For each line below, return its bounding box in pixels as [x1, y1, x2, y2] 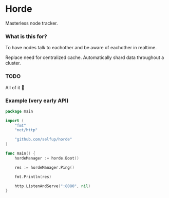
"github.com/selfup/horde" [14, 137, 72, 142]
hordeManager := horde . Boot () [14, 155, 80, 161]
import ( [5, 118, 24, 123]
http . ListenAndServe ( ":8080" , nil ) [14, 183, 91, 189]
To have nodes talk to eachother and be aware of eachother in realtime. [5, 45, 157, 51]
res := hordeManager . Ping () [14, 165, 74, 170]
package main [5, 109, 33, 114]
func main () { [5, 151, 36, 156]
